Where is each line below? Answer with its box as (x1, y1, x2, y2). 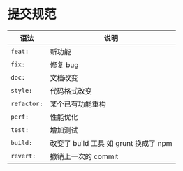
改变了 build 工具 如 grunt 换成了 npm (50, 138, 173, 148)
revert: (10, 151, 36, 160)
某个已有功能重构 (50, 99, 106, 109)
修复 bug (50, 60, 79, 70)
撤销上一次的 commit (50, 151, 119, 161)
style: (10, 87, 33, 94)
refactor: (10, 99, 43, 107)
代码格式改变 (50, 86, 92, 96)
